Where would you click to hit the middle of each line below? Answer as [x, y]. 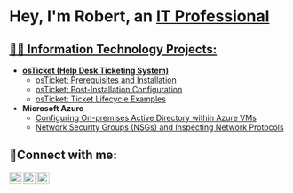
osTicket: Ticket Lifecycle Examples [101, 99]
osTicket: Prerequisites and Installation [106, 80]
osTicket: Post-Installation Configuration [109, 89]
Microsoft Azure [53, 108]
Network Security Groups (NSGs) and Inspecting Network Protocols [159, 127]
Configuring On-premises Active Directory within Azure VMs [146, 118]
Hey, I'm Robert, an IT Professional [139, 16]
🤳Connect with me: [63, 155]
